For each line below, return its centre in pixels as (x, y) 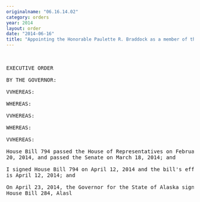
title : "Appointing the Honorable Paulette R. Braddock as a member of (97, 39)
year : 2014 (20, 23)
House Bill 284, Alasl (39, 193)
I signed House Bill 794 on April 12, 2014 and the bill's (94, 170)
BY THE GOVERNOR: (31, 80)
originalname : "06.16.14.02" (42, 12)
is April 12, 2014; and (41, 175)
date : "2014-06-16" (30, 34)
